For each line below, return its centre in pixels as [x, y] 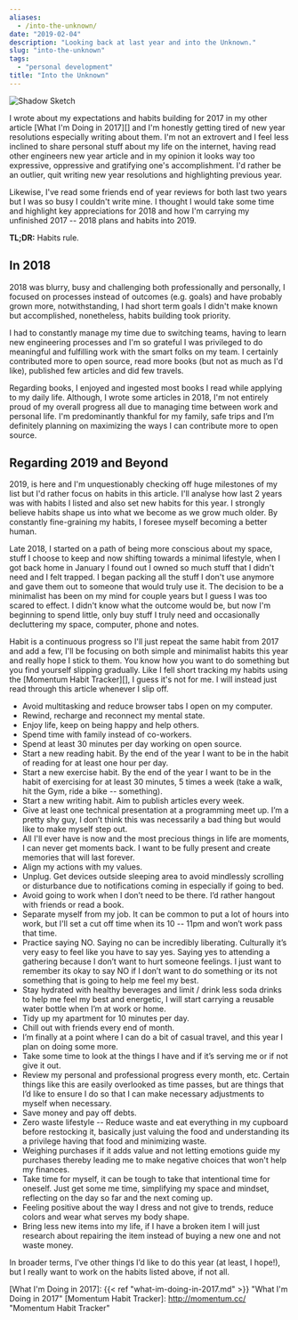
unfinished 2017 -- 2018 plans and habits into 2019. [103, 220]
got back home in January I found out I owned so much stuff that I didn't [142, 568]
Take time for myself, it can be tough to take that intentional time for [146, 1179]
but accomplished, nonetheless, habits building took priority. [120, 315]
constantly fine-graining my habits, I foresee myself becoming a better [138, 522]
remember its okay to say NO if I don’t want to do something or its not [149, 971]
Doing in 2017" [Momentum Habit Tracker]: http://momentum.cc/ [128, 1299]
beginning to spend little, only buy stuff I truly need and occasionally [135, 615]
